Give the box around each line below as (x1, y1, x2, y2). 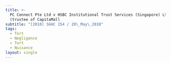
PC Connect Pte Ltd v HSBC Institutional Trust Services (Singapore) (10, 12, 160, 17)
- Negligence (10, 36, 38, 41)
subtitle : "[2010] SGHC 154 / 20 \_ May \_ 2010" (5, 21, 103, 27)
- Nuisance (10, 45, 33, 50)
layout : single (5, 50, 38, 55)
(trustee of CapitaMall (10, 17, 60, 22)
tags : (5, 26, 17, 31)
